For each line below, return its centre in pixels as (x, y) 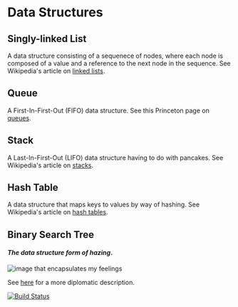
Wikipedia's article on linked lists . (56, 71)
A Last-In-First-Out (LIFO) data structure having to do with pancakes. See (115, 157)
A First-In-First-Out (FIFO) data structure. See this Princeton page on (109, 110)
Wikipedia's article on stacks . (51, 165)
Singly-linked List (47, 39)
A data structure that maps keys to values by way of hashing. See (104, 204)
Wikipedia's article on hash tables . (58, 212)
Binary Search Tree (51, 235)
